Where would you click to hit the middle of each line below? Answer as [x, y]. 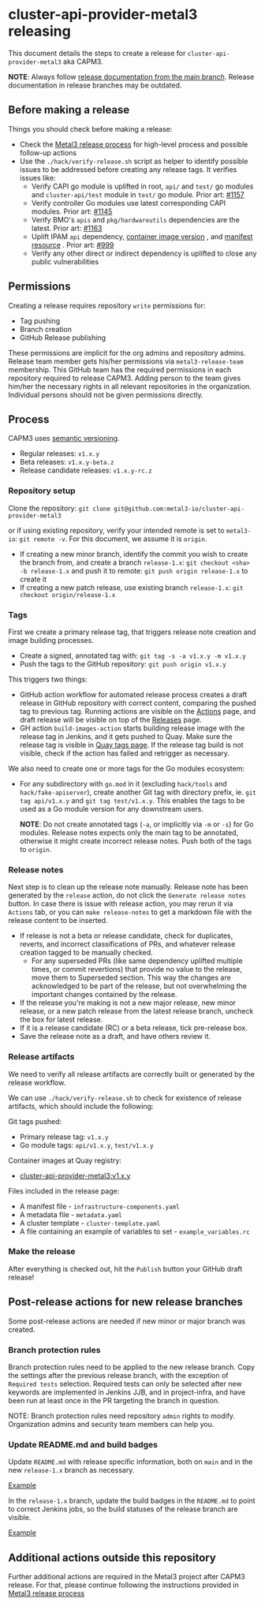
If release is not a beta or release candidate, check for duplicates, [126, 936]
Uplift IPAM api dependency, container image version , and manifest [142, 236]
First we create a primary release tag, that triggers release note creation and [132, 632]
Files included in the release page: [64, 1191]
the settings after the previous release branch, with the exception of [118, 1375]
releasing [39, 31]
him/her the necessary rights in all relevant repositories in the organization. [130, 386]
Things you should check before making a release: [90, 129]
